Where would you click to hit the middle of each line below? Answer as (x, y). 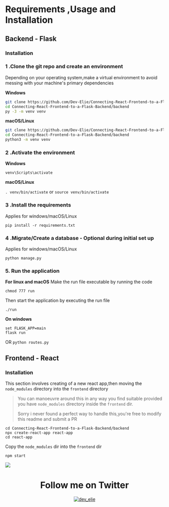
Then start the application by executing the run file (58, 300)
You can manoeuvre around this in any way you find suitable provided (90, 398)
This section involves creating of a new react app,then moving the (74, 383)
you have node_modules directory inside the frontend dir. (75, 404)
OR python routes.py (27, 342)
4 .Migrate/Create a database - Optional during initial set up (80, 238)
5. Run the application (32, 271)
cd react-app (19, 437)
